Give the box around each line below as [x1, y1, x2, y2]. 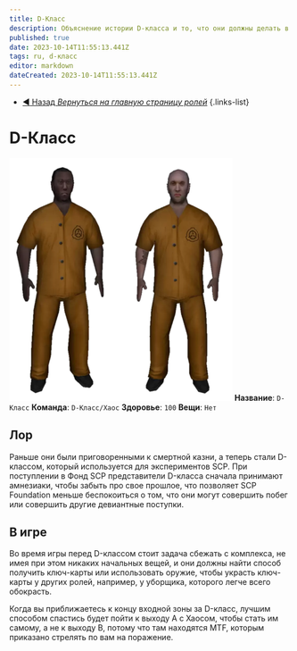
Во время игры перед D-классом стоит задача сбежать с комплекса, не [9, 548, 286, 559]
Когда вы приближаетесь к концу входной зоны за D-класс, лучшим [9, 604, 271, 614]
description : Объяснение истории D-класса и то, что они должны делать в [9, 23, 290, 33]
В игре [9, 525, 47, 540]
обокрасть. [9, 586, 52, 597]
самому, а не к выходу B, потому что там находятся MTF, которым [9, 622, 265, 633]
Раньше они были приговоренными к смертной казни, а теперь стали [9, 451, 276, 462]
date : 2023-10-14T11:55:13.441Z [9, 43, 129, 52]
